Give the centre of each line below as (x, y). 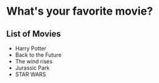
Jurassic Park (32, 68)
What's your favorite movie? (80, 11)
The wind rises (34, 61)
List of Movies (34, 34)
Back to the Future (38, 55)
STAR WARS (30, 74)
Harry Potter (31, 48)
